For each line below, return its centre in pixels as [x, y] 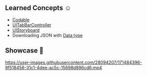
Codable [21, 19]
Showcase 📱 [24, 51]
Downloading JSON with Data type [47, 35]
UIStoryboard [26, 30]
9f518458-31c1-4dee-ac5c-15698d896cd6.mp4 [54, 67]
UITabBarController [32, 25]
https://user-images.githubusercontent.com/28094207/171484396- [73, 62]
